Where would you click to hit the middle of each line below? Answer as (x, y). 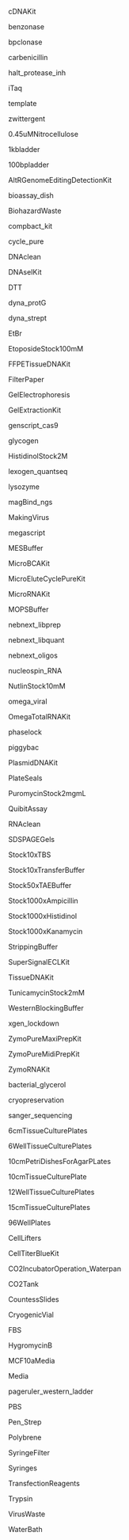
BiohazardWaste (35, 211)
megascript (27, 533)
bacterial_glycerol (37, 1085)
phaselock (25, 732)
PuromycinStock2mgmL (47, 793)
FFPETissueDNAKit (40, 364)
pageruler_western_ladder (51, 1391)
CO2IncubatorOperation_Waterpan (64, 1269)
